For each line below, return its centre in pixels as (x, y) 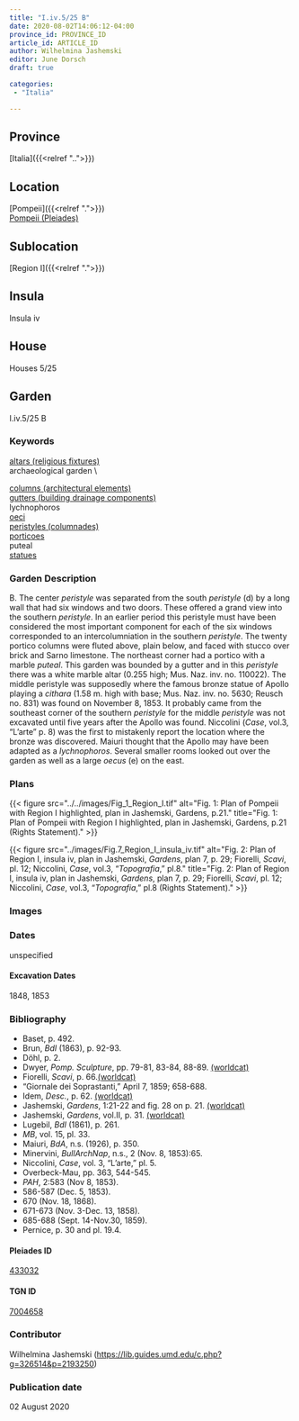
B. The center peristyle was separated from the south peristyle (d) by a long (149, 598)
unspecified (31, 955)
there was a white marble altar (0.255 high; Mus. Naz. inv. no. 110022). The (148, 674)
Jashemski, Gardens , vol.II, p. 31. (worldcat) (104, 1115)
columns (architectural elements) (70, 488)
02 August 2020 (40, 1407)
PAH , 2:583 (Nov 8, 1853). (70, 1182)
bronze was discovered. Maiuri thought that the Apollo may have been (139, 742)
